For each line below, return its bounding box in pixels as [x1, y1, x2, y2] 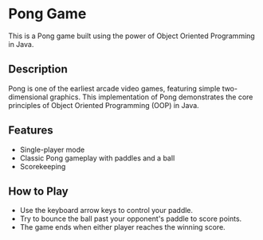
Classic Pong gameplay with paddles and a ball [19, 153, 175, 163]
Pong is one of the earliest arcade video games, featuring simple [8, 83, 221, 93]
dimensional [8, 92, 49, 102]
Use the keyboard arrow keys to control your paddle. [19, 206, 194, 215]
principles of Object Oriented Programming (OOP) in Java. [8, 100, 199, 110]
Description [8, 63, 68, 76]
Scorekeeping [19, 161, 66, 171]
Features [8, 124, 53, 137]
